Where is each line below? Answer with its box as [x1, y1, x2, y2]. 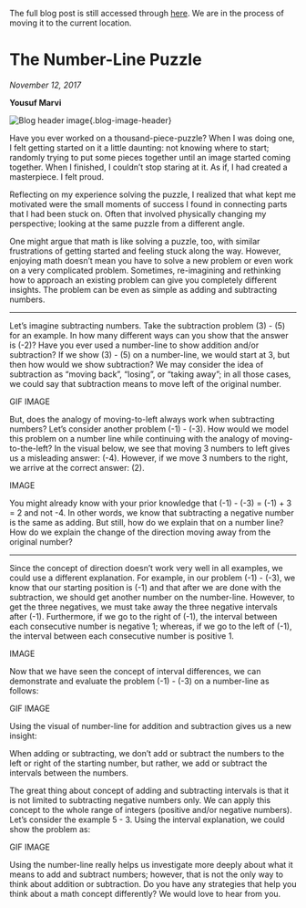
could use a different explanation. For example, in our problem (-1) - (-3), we [9, 572, 296, 583]
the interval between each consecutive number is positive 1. [9, 630, 235, 642]
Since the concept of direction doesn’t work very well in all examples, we [9, 562, 284, 573]
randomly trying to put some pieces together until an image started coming [9, 151, 291, 162]
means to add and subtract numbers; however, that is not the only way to [9, 869, 284, 880]
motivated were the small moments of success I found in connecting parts [9, 198, 288, 209]
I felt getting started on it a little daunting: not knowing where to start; [9, 141, 270, 153]
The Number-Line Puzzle [9, 49, 202, 70]
